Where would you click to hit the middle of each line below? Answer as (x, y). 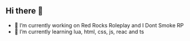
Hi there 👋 (24, 11)
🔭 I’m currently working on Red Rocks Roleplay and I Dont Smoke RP (99, 25)
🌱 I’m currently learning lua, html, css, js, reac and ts (79, 31)
